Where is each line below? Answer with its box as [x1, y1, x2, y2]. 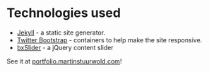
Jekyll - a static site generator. [16, 28, 106, 37]
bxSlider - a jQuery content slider [16, 43, 114, 52]
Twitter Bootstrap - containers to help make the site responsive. [16, 35, 203, 44]
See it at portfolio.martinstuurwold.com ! [6, 56, 122, 65]
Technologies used [6, 5, 121, 21]
